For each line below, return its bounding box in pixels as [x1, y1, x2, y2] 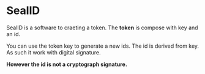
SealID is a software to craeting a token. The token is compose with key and [6, 24, 198, 31]
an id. [6, 30, 21, 37]
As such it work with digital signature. [6, 48, 101, 56]
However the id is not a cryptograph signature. [6, 61, 127, 68]
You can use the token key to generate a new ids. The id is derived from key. [6, 42, 199, 50]
